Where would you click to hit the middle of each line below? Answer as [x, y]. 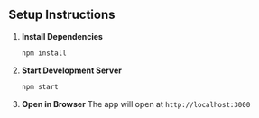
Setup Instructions [62, 15]
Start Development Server [72, 70]
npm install [44, 53]
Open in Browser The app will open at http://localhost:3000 [136, 104]
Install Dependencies [62, 36]
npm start [40, 86]
